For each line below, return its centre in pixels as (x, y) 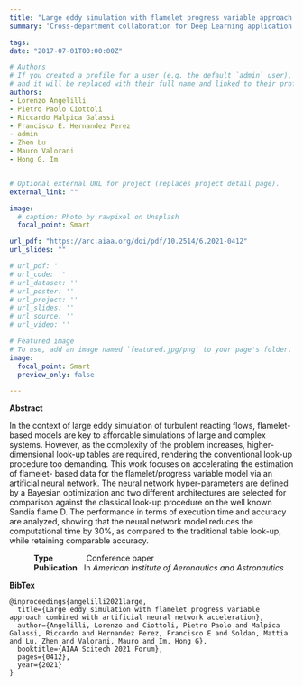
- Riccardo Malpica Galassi (62, 117)
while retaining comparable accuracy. (79, 541)
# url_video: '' (40, 325)
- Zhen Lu (28, 143)
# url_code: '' (38, 274)
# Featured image (42, 341)
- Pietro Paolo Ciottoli (56, 109)
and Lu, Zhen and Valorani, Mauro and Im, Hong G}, (108, 642)
